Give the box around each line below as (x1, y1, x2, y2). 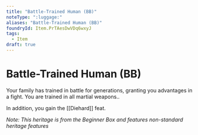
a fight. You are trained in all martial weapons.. (6, 93, 120, 100)
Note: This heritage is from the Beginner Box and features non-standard (6, 116, 183, 123)
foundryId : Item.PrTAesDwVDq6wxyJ (6, 25, 92, 31)
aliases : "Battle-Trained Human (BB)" (6, 20, 102, 25)
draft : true (6, 42, 36, 48)
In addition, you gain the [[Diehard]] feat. (6, 104, 106, 111)
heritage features (6, 122, 49, 129)
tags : (6, 31, 20, 37)
